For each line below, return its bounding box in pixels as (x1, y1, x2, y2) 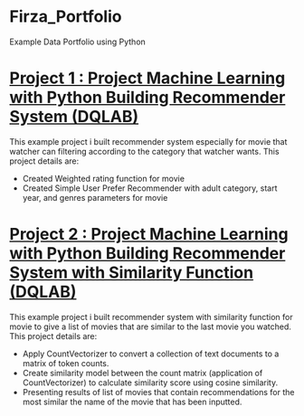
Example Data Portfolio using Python (9, 36, 147, 47)
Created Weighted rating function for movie (22, 173, 185, 184)
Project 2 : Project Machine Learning (9, 224, 289, 245)
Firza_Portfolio (9, 6, 122, 27)
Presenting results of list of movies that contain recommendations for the (22, 386, 295, 397)
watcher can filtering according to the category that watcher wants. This (9, 146, 280, 156)
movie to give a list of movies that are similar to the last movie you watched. (9, 321, 292, 332)
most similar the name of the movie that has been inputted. (22, 396, 242, 407)
